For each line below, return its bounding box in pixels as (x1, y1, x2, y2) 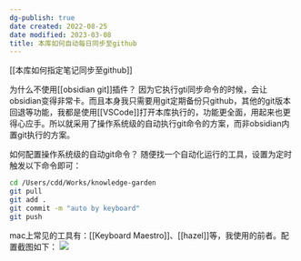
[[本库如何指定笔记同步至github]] (9, 65, 134, 75)
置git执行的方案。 (9, 129, 75, 141)
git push (9, 212, 43, 221)
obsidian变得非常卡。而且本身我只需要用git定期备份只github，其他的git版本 (9, 95, 291, 106)
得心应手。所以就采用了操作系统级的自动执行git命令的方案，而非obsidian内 (9, 118, 290, 129)
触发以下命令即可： (9, 160, 82, 171)
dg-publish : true (9, 13, 75, 23)
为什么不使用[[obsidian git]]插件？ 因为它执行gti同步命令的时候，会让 (9, 84, 268, 95)
